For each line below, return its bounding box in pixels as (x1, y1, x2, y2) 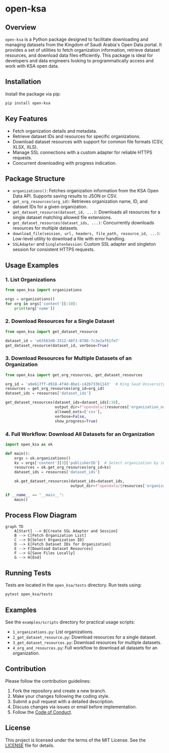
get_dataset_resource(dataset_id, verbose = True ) (5, 343, 109, 348)
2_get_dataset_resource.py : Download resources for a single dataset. (12, 634, 157, 640)
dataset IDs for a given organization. (12, 204, 88, 210)
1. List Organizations (5, 276, 56, 283)
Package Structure (5, 174, 65, 183)
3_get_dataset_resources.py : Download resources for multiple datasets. (12, 639, 162, 646)
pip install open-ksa (5, 100, 51, 105)
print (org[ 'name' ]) (14, 306, 55, 311)
